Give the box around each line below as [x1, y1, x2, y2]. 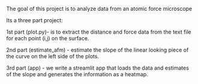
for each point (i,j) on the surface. [6, 35, 89, 41]
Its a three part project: [6, 17, 63, 23]
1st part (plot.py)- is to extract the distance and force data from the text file [6, 28, 192, 35]
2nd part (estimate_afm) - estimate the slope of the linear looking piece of [6, 46, 189, 53]
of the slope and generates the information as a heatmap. [6, 71, 148, 77]
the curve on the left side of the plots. [6, 53, 99, 59]
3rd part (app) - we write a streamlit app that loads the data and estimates [6, 64, 189, 71]
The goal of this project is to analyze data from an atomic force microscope [6, 5, 193, 12]
